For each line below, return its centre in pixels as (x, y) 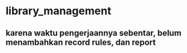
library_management (59, 11)
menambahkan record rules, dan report (81, 42)
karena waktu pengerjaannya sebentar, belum (93, 33)
